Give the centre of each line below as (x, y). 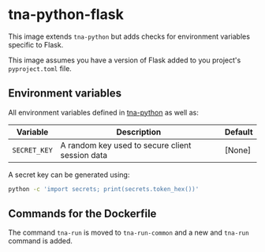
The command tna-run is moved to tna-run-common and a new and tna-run (129, 233)
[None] (238, 150)
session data (84, 155)
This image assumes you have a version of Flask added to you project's (125, 60)
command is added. (41, 241)
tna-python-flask (66, 15)
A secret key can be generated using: (69, 175)
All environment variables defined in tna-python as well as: (103, 112)
